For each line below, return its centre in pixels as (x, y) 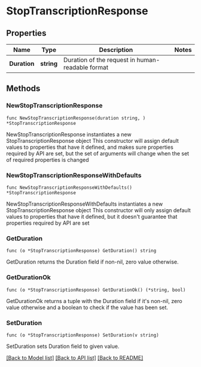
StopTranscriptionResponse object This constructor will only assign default (99, 210)
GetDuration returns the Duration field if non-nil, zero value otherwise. (92, 262)
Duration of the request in (99, 60)
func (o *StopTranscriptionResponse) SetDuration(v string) (83, 335)
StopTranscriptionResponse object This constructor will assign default (93, 140)
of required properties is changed (48, 160)
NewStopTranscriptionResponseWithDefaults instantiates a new (85, 204)
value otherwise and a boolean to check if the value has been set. (87, 307)
